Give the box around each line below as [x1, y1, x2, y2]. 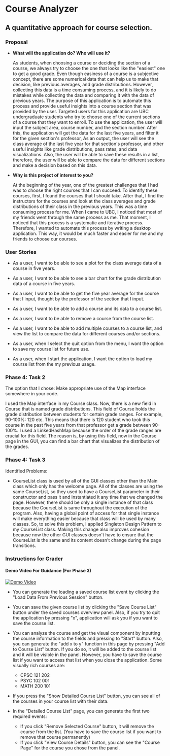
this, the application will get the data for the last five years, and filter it [12, 130, 159, 136]
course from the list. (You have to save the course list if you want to [20, 729, 161, 735]
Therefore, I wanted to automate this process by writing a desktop [12, 225, 151, 231]
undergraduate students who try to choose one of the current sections [12, 114, 160, 120]
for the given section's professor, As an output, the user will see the [12, 135, 155, 141]
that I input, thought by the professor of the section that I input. [12, 296, 145, 302]
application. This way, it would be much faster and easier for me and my [12, 230, 163, 236]
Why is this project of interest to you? [12, 172, 94, 178]
